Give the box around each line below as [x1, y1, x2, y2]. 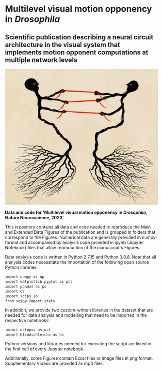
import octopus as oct [5, 327, 51, 332]
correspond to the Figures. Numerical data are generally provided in [5, 234, 141, 240]
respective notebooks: [5, 317, 50, 323]
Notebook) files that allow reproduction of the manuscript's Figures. [5, 244, 141, 250]
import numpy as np [5, 274, 45, 279]
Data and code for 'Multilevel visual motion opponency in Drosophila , [5, 210, 147, 215]
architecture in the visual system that [5, 40, 120, 49]
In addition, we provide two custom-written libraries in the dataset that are [5, 307, 153, 313]
